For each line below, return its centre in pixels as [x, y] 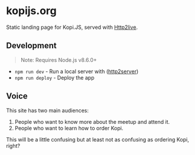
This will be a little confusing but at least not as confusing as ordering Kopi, [97, 139]
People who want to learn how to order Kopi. [69, 128]
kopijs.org [32, 11]
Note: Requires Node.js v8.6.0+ [59, 60]
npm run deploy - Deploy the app [54, 77]
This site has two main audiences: [47, 110]
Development [32, 46]
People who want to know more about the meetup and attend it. [92, 121]
